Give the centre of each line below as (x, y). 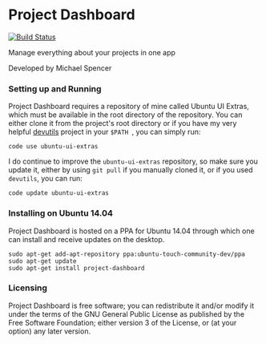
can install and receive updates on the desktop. (87, 239)
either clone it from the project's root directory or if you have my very (123, 123)
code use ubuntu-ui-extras (53, 147)
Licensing (28, 288)
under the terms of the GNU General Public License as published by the (127, 314)
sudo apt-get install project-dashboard (77, 268)
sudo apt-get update (43, 261)
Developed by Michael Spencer (60, 68)
